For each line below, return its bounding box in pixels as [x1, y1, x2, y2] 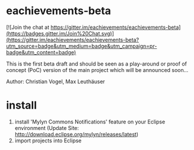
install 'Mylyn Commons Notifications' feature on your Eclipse [14, 118, 166, 125]
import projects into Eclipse [14, 137, 82, 144]
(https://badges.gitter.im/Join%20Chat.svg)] [6, 30, 114, 37]
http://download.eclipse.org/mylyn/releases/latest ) [14, 131, 139, 138]
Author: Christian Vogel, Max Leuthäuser [6, 78, 105, 85]
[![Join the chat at [6, 24, 50, 31]
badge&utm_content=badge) [6, 48, 76, 56]
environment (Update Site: [14, 124, 79, 131]
